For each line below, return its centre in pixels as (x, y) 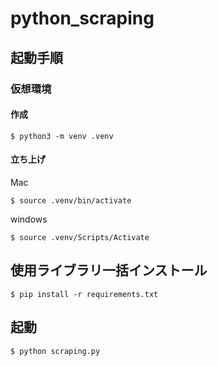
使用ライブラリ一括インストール (109, 270)
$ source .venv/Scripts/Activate (80, 237)
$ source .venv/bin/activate (71, 200)
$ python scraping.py (55, 351)
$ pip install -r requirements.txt (84, 294)
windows (29, 219)
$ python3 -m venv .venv (62, 136)
